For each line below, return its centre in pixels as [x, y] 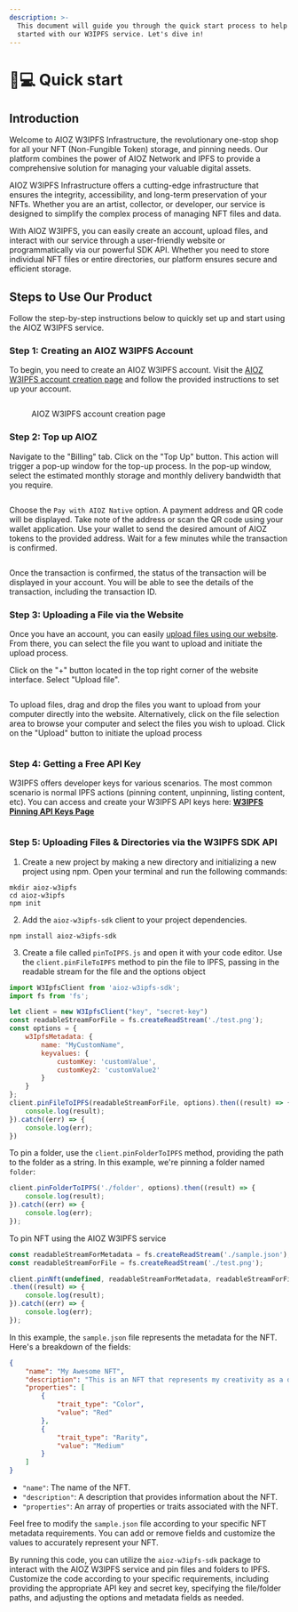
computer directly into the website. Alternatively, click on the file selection [144, 714]
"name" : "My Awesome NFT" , [75, 1371]
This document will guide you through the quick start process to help [153, 26]
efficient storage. [40, 269]
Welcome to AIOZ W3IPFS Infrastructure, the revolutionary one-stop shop [144, 140]
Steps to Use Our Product [81, 297]
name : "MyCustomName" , [83, 1045]
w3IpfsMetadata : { [59, 1037]
